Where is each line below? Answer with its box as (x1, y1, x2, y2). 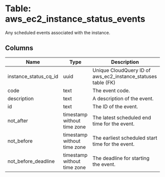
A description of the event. (92, 95, 154, 102)
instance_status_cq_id (7, 73, 58, 80)
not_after (7, 117, 28, 124)
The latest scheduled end (92, 114, 151, 121)
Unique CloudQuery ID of (92, 67, 151, 74)
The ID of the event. (92, 103, 138, 110)
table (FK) (92, 79, 116, 86)
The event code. (92, 87, 130, 94)
